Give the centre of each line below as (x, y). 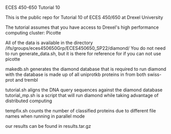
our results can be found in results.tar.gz (48, 126)
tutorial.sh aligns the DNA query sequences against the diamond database (84, 90)
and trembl (27, 80)
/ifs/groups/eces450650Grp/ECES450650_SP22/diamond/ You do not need (85, 48)
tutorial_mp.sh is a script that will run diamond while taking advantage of (82, 95)
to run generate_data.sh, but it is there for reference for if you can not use (83, 54)
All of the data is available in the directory (49, 43)
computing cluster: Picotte (33, 33)
